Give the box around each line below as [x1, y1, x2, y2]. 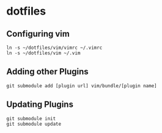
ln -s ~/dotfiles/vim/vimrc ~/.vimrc [6, 45, 103, 51]
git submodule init [6, 115, 56, 121]
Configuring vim [6, 29, 70, 39]
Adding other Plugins [6, 66, 89, 77]
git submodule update [6, 121, 62, 127]
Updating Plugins [6, 99, 73, 110]
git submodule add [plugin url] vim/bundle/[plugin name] [6, 82, 157, 89]
